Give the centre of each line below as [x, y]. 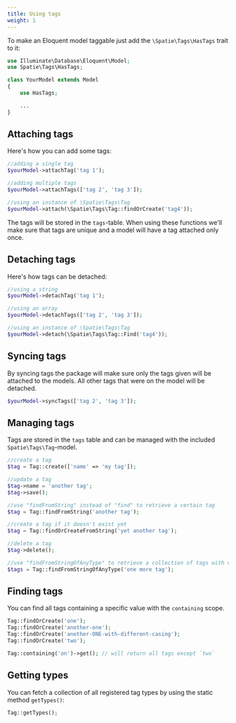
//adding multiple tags [42, 184]
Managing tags [41, 423]
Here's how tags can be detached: [57, 276]
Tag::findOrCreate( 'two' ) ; [47, 641]
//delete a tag [29, 544]
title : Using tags [34, 14]
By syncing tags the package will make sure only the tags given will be [110, 373]
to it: [14, 48]
